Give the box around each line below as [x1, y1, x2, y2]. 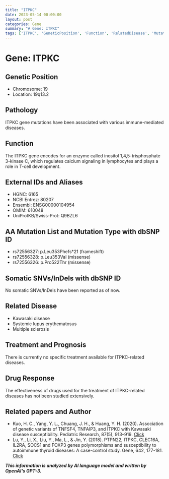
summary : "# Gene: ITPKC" [5, 26, 59, 31]
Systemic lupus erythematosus [12, 321, 77, 327]
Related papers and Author [5, 407, 92, 416]
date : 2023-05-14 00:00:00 [5, 12, 62, 17]
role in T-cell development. [5, 163, 61, 169]
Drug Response [5, 374, 55, 383]
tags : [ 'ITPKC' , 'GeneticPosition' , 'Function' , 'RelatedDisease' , [5, 31, 150, 36]
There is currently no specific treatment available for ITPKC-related [5, 354, 144, 360]
